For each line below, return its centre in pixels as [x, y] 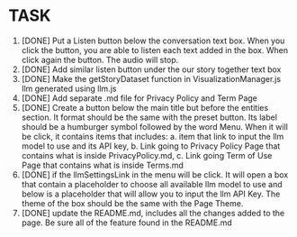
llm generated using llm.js [69, 88]
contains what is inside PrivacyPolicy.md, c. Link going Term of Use [147, 155]
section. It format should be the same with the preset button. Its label [149, 117]
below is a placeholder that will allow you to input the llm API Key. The [151, 194]
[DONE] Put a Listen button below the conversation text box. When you [153, 41]
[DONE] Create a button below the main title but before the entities [145, 107]
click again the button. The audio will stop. [100, 59]
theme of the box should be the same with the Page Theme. [132, 203]
